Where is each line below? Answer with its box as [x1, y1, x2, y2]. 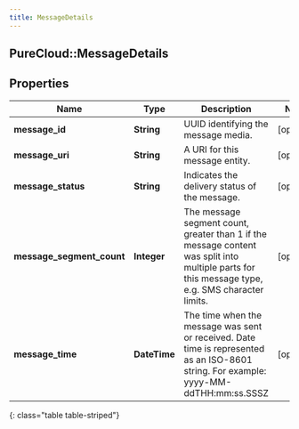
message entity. [183, 154, 251, 166]
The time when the [183, 309, 263, 321]
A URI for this [183, 143, 239, 156]
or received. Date [183, 331, 256, 344]
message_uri [13, 149, 69, 161]
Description [200, 102, 252, 115]
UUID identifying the [183, 117, 269, 130]
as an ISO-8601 [183, 353, 253, 366]
